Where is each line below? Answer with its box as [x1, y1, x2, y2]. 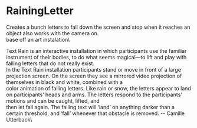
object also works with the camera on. [6, 29, 99, 36]
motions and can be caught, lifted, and [6, 97, 100, 104]
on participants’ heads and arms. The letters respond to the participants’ [6, 91, 182, 98]
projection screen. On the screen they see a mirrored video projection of [6, 72, 182, 79]
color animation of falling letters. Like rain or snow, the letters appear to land [6, 85, 192, 92]
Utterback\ [6, 116, 32, 123]
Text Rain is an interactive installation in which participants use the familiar [6, 47, 187, 54]
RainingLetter [6, 4, 74, 18]
